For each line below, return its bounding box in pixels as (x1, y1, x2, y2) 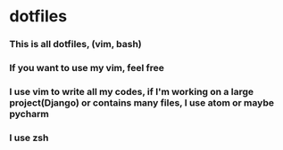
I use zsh (9, 131, 49, 144)
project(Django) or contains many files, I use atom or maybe (9, 96, 275, 108)
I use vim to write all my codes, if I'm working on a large (9, 85, 254, 98)
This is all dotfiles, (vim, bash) (9, 38, 143, 51)
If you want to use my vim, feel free (9, 62, 165, 75)
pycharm (9, 107, 49, 120)
